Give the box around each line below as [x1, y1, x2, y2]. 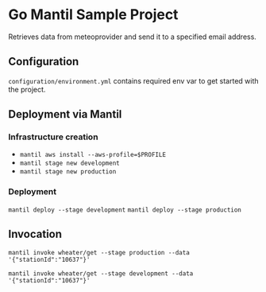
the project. [8, 84, 46, 94]
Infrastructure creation [8, 131, 98, 142]
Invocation [8, 228, 62, 241]
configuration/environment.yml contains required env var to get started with [8, 76, 260, 85]
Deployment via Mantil [8, 107, 122, 121]
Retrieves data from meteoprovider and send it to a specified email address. [8, 32, 256, 41]
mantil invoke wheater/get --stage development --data [8, 269, 194, 278]
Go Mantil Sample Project [8, 6, 179, 24]
